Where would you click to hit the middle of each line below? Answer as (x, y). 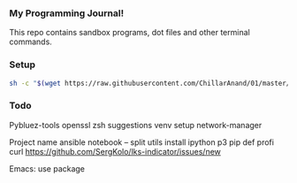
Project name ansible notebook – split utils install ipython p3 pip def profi (141, 142)
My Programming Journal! (67, 13)
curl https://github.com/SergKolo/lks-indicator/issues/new (115, 151)
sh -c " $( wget (35, 83)
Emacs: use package (47, 168)
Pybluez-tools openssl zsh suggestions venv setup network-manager (136, 125)
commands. (31, 42)
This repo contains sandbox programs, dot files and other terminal (129, 33)
